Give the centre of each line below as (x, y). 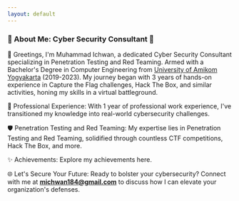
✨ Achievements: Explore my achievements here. (80, 159)
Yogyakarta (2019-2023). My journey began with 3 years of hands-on (110, 77)
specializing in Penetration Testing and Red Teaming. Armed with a (106, 62)
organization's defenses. (44, 189)
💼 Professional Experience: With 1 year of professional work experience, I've (119, 106)
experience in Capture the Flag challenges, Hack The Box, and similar (110, 84)
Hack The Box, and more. (45, 145)
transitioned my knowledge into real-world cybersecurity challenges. (109, 113)
